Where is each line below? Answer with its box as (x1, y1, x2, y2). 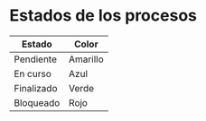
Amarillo (69, 53, 104, 65)
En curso (14, 67, 52, 80)
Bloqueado (14, 96, 61, 108)
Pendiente (14, 53, 57, 65)
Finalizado (14, 82, 58, 94)
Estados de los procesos (9, 5, 197, 26)
